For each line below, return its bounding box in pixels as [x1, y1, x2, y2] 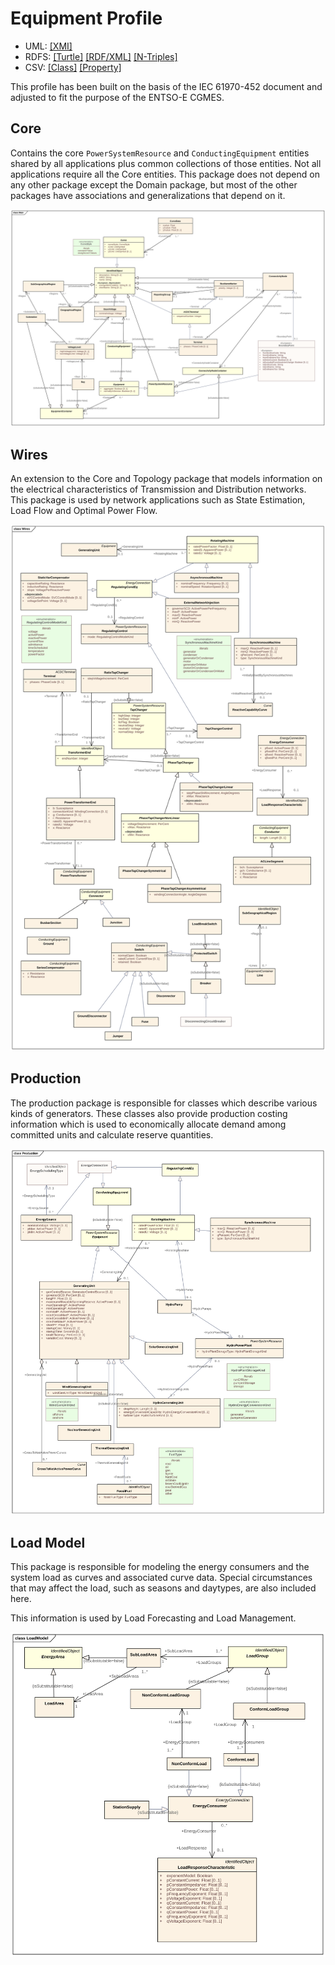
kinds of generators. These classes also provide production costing [10, 1107, 288, 1119]
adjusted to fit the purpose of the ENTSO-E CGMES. [10, 91, 225, 103]
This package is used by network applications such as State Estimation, [10, 494, 306, 506]
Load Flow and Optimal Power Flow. [10, 505, 158, 517]
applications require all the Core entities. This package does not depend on [10, 168, 320, 180]
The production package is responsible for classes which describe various [10, 1097, 318, 1109]
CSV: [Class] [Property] [24, 61, 122, 73]
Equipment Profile [10, 7, 163, 30]
